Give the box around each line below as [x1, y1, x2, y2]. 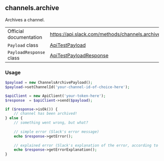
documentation [7, 34, 42, 40]
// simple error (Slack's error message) [14, 129, 99, 134]
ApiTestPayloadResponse [49, 52, 109, 59]
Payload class [7, 41, 39, 48]
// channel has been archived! [14, 111, 78, 116]
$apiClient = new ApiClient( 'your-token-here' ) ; [5, 93, 106, 98]
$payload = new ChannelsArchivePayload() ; [5, 80, 93, 85]
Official [7, 28, 24, 35]
